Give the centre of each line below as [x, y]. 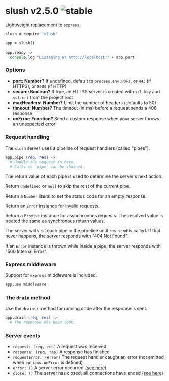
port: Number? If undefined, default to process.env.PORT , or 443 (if [82, 81]
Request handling [27, 137]
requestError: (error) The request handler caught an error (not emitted [88, 357]
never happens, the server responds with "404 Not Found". [67, 236]
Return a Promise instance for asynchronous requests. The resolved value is [84, 215]
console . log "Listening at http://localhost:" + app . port [72, 57]
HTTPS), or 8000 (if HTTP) [39, 86]
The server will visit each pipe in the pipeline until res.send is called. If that [83, 230]
